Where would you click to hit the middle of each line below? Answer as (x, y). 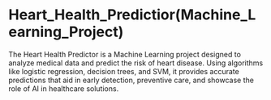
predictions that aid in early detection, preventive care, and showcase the (131, 80)
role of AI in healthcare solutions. (64, 88)
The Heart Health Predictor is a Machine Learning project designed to (125, 54)
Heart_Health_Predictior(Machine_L (132, 15)
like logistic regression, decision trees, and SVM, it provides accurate (124, 71)
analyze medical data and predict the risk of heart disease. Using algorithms (136, 63)
